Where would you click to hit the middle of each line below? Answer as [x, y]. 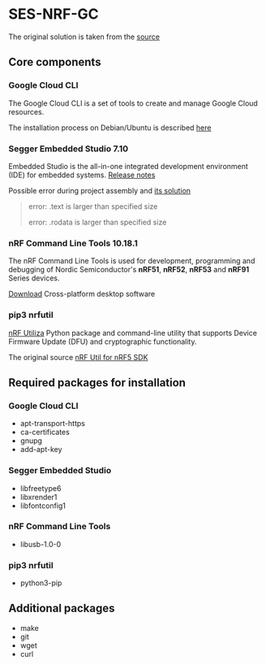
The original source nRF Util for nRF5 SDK [78, 357]
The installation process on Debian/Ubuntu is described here [110, 128]
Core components [55, 62]
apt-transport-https [52, 424]
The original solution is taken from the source [84, 37]
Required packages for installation [97, 382]
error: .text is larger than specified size [93, 206]
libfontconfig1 [43, 506]
